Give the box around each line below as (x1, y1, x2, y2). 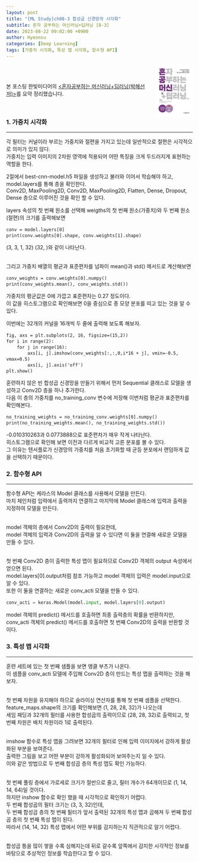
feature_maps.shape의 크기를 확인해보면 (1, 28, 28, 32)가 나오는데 (6, 703, 163, 711)
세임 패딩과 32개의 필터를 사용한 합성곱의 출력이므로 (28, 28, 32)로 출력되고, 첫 (6, 711, 190, 718)
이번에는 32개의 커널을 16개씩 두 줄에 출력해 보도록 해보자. (6, 320, 141, 327)
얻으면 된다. (6, 565, 34, 572)
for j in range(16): (17, 344, 68, 350)
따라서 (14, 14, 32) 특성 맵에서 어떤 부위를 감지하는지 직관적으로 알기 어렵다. (6, 823, 181, 831)
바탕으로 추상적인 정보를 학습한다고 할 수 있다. (6, 850, 113, 857)
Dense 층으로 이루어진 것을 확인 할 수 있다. (6, 194, 105, 201)
